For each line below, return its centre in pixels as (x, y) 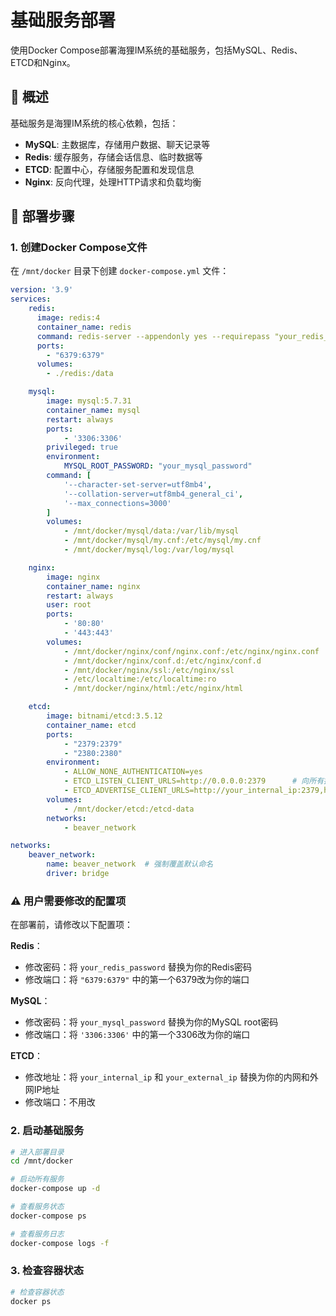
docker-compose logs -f (60, 1243)
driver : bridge (78, 874)
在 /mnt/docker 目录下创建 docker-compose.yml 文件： (120, 271)
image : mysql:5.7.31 (89, 401)
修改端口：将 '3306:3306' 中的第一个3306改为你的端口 (137, 1035)
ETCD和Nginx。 (43, 62)
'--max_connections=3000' (117, 503)
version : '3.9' (42, 290)
